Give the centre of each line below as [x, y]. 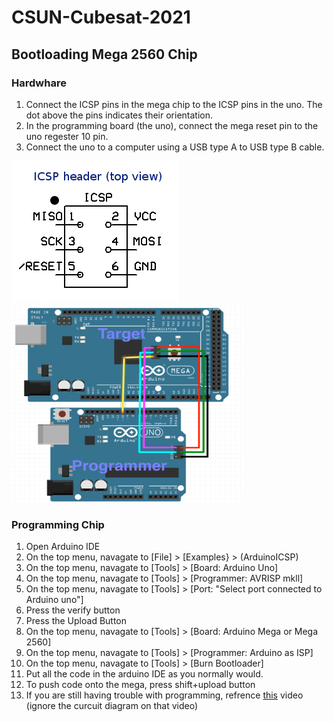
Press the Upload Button [76, 621]
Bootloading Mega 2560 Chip [104, 54]
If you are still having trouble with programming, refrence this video [164, 695]
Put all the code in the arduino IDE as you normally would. [144, 674]
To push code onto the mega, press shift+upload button [140, 685]
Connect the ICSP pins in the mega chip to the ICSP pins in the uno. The [174, 104]
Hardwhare [39, 83]
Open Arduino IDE [63, 547]
